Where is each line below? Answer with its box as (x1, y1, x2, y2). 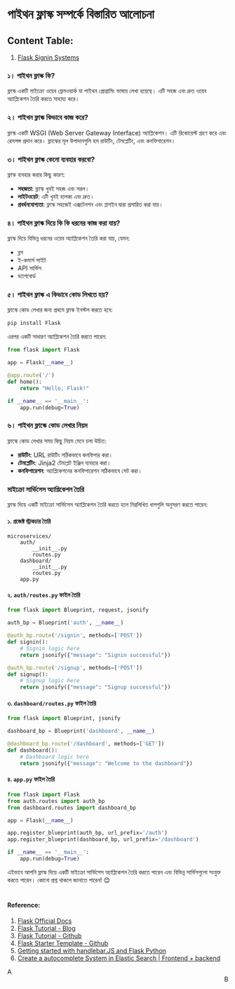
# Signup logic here (20, 677, 80, 684)
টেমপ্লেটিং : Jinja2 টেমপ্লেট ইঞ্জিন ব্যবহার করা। (17, 458, 112, 467)
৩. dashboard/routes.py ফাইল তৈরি (7, 698, 97, 708)
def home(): (7, 378, 42, 385)
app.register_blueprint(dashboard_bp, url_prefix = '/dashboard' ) (7, 836, 199, 843)
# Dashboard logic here (20, 753, 90, 760)
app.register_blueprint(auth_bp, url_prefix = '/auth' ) (7, 830, 168, 837)
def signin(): (7, 639, 49, 646)
